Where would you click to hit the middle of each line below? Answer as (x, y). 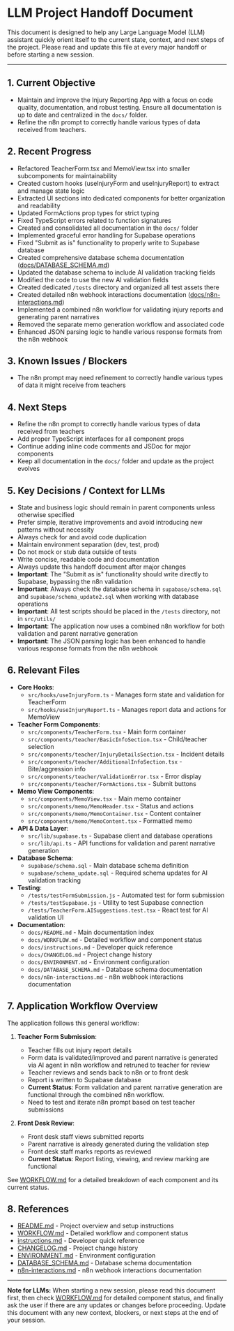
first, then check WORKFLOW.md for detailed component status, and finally (115, 1298)
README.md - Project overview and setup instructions (95, 1226)
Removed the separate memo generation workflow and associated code (121, 324)
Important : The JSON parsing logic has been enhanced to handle (111, 641)
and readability (39, 205)
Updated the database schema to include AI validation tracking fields (116, 272)
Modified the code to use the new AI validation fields (93, 279)
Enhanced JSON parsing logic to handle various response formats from (120, 332)
